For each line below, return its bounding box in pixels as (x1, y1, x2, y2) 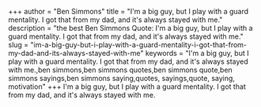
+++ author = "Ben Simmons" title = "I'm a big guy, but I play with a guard (8, 7, 249, 16)
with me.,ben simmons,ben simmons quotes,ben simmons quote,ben (8, 65, 233, 74)
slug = (8, 40, 29, 50)
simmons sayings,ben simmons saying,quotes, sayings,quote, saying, (8, 74, 236, 83)
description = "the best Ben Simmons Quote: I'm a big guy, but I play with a (8, 24, 253, 32)
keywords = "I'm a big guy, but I (145, 49, 249, 57)
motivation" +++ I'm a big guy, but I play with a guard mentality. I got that (8, 82, 247, 91)
